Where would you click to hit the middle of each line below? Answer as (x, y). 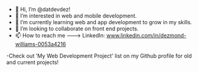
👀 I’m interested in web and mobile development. (76, 16)
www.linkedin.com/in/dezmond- (146, 35)
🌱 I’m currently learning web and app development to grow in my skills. (104, 22)
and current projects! (32, 62)
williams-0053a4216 (41, 44)
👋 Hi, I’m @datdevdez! (43, 9)
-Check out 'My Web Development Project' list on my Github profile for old (99, 56)
